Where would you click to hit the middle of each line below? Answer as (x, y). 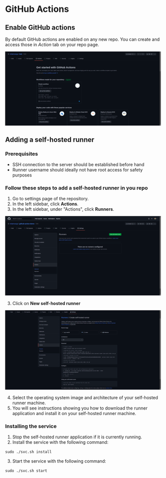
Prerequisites (21, 154)
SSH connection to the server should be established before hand (78, 164)
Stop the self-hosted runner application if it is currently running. (77, 437)
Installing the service (31, 426)
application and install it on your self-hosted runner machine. (74, 414)
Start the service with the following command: (59, 461)
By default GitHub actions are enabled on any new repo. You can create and (83, 39)
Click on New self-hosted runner (46, 303)
